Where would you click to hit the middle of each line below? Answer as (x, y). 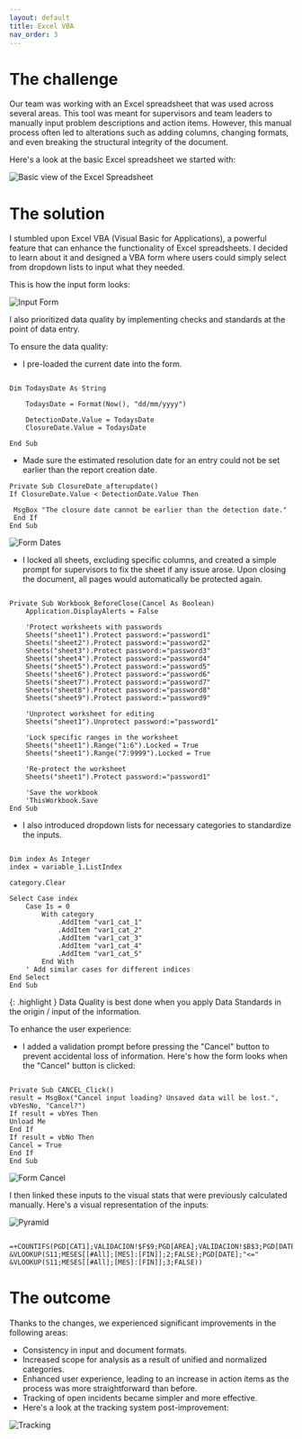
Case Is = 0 (48, 906)
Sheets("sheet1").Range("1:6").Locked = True (112, 746)
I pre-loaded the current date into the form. (102, 364)
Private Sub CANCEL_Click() (62, 1090)
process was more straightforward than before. (110, 1389)
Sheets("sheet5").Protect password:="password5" (118, 667)
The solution (57, 214)
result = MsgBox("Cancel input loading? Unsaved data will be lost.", (144, 1098)
